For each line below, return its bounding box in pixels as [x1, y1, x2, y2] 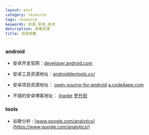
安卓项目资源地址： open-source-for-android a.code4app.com [12, 82, 144, 88]
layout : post [5, 7, 33, 13]
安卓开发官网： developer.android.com [12, 60, 93, 66]
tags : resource [5, 17, 38, 22]
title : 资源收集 [5, 31, 37, 36]
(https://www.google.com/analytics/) [12, 123, 91, 130]
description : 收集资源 [5, 26, 50, 32]
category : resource [5, 12, 47, 17]
